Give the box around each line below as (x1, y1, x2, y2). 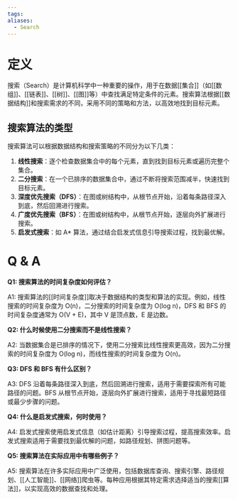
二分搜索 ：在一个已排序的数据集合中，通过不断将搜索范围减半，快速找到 (17, 175, 229, 183)
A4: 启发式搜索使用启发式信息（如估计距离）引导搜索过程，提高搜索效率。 (7, 427, 225, 437)
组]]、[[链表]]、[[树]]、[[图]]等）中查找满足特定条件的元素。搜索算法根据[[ (7, 90, 225, 99)
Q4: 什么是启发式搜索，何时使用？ (7, 412, 108, 421)
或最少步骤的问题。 (7, 397, 64, 406)
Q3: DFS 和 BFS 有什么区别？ (7, 365, 92, 373)
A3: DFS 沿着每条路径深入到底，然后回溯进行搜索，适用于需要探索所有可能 (7, 380, 226, 388)
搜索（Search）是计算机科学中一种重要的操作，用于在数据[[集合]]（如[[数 (7, 81, 222, 89)
